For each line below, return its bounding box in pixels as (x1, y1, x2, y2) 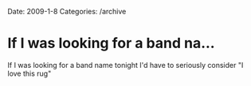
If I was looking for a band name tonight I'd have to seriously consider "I (7, 60, 244, 69)
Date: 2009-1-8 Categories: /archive (7, 7, 127, 16)
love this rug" (7, 69, 52, 78)
